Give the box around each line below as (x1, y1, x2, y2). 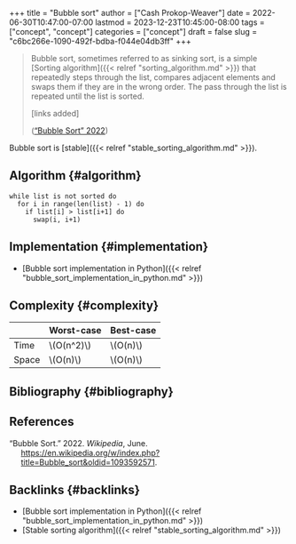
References (9, 414, 74, 429)
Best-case (110, 324, 157, 337)
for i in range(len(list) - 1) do (17, 199, 144, 208)
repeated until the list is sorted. (30, 91, 144, 101)
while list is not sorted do (9, 191, 117, 201)
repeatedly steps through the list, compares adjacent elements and (30, 72, 277, 83)
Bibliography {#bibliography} (9, 384, 175, 399)
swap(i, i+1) (32, 215, 82, 224)
